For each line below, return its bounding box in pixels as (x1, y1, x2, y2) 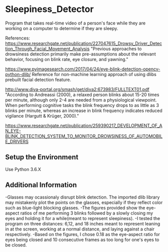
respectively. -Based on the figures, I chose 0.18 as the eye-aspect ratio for (5, 231, 160, 237)
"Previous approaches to (90, 45, 142, 51)
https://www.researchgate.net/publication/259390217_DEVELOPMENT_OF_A (5, 122, 162, 128)
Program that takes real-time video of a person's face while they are (5, 20, 146, 26)
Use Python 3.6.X (5, 166, 41, 172)
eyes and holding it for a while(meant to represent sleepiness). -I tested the (5, 215, 160, 221)
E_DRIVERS (5, 138, 29, 144)
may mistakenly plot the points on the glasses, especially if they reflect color (5, 199, 163, 205)
